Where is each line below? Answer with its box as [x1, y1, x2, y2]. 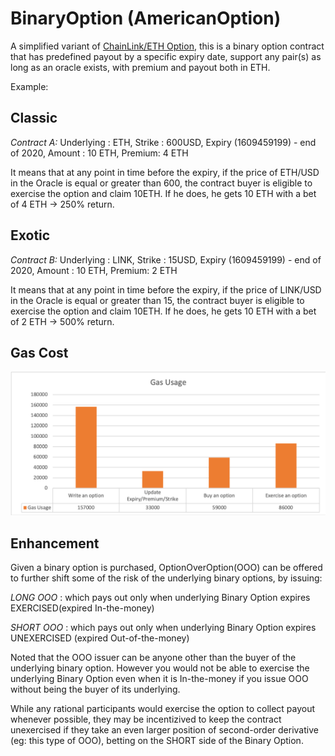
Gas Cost [10, 344, 69, 361]
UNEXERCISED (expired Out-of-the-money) [10, 632, 190, 644]
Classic [10, 110, 58, 127]
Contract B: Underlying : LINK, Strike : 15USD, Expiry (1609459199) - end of [10, 253, 322, 266]
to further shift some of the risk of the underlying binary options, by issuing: [10, 572, 323, 584]
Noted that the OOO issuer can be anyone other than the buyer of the [10, 652, 297, 664]
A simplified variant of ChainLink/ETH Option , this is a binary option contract [10, 40, 325, 52]
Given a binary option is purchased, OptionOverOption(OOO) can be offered [10, 562, 323, 574]
